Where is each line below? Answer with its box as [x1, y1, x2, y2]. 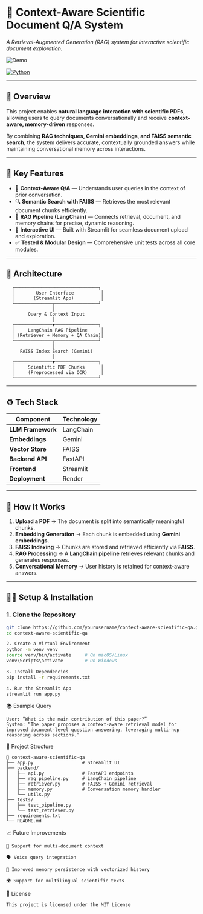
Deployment [9, 475, 45, 483]
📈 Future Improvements [6, 829, 66, 836]
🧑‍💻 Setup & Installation [6, 592, 94, 602]
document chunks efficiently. [14, 206, 88, 214]
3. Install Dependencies [6, 669, 69, 675]
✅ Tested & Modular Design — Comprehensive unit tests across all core [14, 239, 196, 246]
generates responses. [14, 556, 69, 563]
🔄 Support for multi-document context [6, 843, 104, 849]
